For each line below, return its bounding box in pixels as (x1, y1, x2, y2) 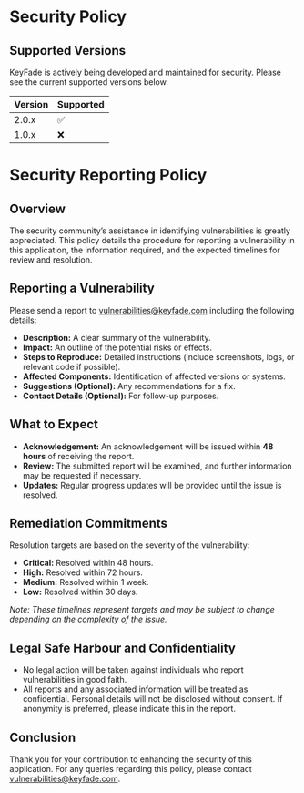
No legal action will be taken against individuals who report (22, 664, 244, 675)
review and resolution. (9, 254, 93, 265)
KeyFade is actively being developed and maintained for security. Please (9, 67, 282, 77)
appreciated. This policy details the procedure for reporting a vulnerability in (9, 235, 296, 245)
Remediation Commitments (9, 516, 168, 531)
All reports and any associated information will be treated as (22, 684, 248, 695)
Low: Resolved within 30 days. (22, 586, 138, 598)
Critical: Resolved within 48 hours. (22, 558, 154, 569)
